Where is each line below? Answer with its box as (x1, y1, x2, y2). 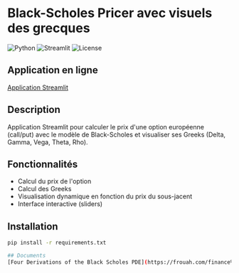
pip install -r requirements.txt (7, 240, 107, 247)
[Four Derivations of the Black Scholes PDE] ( (7, 258, 148, 266)
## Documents (7, 252, 46, 259)
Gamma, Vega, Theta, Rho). (7, 137, 88, 146)
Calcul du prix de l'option (17, 177, 92, 186)
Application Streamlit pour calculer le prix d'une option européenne (7, 122, 205, 131)
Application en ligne (7, 64, 98, 76)
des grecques (7, 20, 90, 36)
